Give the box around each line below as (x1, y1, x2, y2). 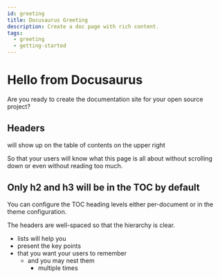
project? (7, 102, 31, 111)
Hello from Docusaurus (7, 72, 143, 88)
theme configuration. (7, 207, 67, 215)
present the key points (17, 242, 82, 250)
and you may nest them (27, 256, 95, 264)
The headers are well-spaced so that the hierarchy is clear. (7, 221, 175, 229)
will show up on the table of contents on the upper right (7, 141, 166, 149)
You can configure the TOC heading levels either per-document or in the (7, 200, 214, 208)
